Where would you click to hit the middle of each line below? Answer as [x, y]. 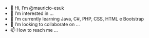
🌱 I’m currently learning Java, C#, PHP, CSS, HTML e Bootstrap [77, 19]
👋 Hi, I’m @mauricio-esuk [37, 8]
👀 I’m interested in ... [32, 13]
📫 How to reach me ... [34, 30]
